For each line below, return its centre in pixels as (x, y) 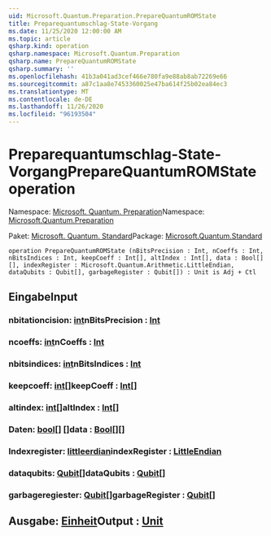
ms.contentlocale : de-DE (50, 99)
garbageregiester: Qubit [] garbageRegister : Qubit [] (112, 495)
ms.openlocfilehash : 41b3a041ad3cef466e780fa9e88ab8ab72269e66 (118, 76)
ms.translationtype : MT (49, 92)
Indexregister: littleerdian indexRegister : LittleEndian (115, 451)
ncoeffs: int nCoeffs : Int (57, 342)
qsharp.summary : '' (42, 69)
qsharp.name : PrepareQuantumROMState (72, 62)
